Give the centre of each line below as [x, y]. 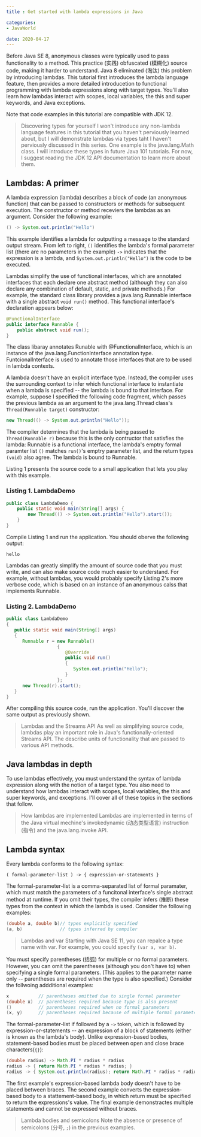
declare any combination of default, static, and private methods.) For [91, 289]
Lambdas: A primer [43, 183]
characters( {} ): [25, 1050]
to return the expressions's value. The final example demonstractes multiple [100, 1102]
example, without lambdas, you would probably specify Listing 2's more [95, 578]
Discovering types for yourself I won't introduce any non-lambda [100, 126]
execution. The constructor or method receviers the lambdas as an [88, 210]
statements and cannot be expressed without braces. [72, 1108]
